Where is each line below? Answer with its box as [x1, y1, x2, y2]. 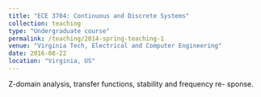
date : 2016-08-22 [8, 49, 67, 57]
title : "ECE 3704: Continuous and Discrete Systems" [8, 11, 190, 20]
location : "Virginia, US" [8, 57, 95, 65]
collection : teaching [8, 19, 82, 27]
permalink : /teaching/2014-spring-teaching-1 [8, 34, 164, 43]
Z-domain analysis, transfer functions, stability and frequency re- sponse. [8, 78, 255, 89]
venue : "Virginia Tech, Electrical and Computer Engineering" [8, 42, 222, 50]
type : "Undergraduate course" [8, 27, 111, 35]
